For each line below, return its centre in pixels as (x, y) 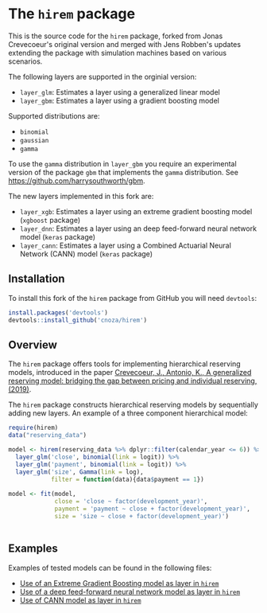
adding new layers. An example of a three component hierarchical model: (128, 413)
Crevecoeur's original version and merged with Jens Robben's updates (124, 44)
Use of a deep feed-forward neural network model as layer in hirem (130, 592)
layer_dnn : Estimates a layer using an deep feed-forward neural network (138, 228)
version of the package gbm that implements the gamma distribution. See (123, 172)
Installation (37, 279)
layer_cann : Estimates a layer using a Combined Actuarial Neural (126, 245)
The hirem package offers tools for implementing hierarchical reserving (124, 364)
